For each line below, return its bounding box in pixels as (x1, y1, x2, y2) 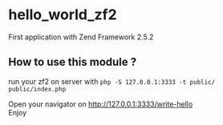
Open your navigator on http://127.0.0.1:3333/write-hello (8, 99, 193, 109)
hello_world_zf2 (8, 6, 118, 24)
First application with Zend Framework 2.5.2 (8, 32, 154, 42)
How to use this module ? (8, 55, 137, 69)
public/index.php (8, 85, 67, 93)
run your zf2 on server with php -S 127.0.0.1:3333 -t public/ (8, 76, 215, 86)
